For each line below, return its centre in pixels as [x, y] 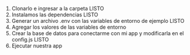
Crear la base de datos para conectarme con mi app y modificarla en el [98, 33]
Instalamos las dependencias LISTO [55, 15]
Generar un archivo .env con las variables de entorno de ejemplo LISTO [98, 21]
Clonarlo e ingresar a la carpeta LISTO [58, 8]
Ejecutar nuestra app [37, 46]
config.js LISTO [30, 39]
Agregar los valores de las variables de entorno [69, 27]
